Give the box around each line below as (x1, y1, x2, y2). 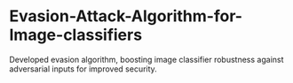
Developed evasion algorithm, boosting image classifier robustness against (9, 54, 284, 64)
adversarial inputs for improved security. (9, 64, 157, 74)
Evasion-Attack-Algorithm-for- (9, 6, 242, 26)
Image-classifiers (9, 25, 143, 45)
